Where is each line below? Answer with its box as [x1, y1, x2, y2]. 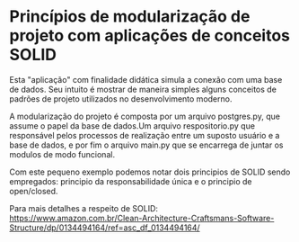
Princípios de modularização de [9, 6, 251, 27]
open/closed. [9, 185, 58, 196]
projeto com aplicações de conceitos [9, 25, 290, 46]
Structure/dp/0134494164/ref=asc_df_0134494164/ [9, 222, 200, 233]
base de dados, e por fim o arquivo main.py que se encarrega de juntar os [9, 139, 284, 150]
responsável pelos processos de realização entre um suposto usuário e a [9, 130, 280, 140]
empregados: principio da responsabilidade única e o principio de [9, 175, 252, 186]
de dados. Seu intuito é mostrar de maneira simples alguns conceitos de [9, 84, 277, 94]
